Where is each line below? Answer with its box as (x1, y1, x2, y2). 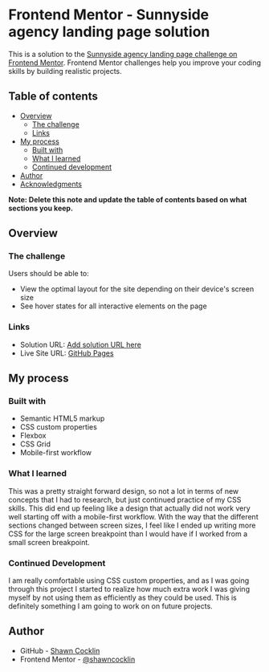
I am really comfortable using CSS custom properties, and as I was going (8, 576, 250, 585)
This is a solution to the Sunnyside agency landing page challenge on (8, 49, 238, 59)
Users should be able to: (8, 269, 90, 279)
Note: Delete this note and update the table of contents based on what (8, 194, 247, 204)
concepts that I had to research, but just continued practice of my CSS (8, 495, 242, 504)
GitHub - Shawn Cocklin (19, 646, 100, 655)
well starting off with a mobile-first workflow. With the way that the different (8, 511, 259, 521)
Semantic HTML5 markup (19, 413, 105, 423)
